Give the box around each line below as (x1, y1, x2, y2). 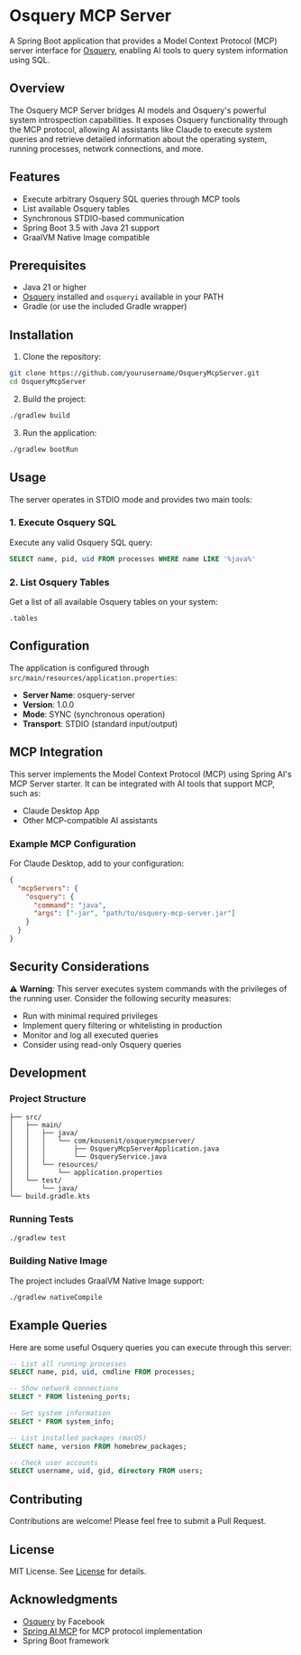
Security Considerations (9, 959, 150, 974)
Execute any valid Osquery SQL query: (9, 537, 153, 548)
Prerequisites (9, 258, 87, 273)
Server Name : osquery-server (22, 689, 135, 701)
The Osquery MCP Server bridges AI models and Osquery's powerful (9, 105, 267, 116)
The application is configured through (9, 662, 150, 673)
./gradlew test (9, 1233, 67, 1243)
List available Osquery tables (22, 202, 131, 213)
